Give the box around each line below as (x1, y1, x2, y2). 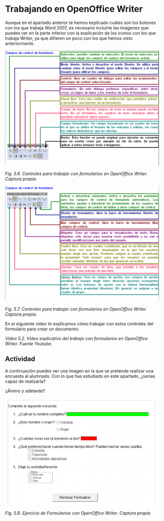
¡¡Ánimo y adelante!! (5, 388, 45, 394)
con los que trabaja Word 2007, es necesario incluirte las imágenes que (5, 25, 149, 30)
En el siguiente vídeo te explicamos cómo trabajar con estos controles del (5, 321, 154, 326)
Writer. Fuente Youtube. (5, 341, 53, 347)
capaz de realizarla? (5, 378, 46, 384)
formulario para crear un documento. (5, 326, 80, 332)
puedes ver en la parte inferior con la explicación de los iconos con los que (5, 30, 156, 36)
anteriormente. (5, 40, 35, 46)
